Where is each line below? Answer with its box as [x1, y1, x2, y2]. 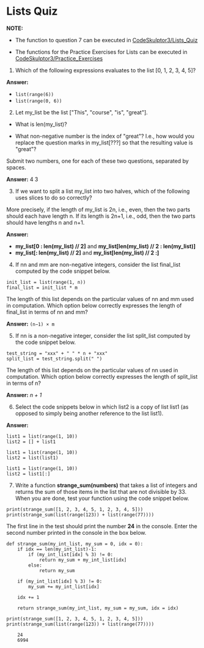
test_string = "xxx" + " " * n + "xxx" [6, 350, 108, 356]
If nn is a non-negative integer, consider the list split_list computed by [15, 332, 191, 339]
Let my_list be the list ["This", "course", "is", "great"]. [15, 108, 148, 116]
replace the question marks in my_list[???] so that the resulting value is [15, 139, 194, 146]
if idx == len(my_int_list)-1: [17, 546, 97, 552]
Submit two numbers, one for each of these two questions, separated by [6, 157, 189, 165]
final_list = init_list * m [6, 285, 78, 291]
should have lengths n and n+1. [6, 218, 85, 226]
